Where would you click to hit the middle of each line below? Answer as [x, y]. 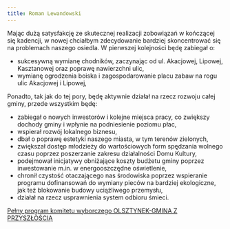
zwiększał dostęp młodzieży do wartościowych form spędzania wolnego [120, 146]
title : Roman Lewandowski [44, 13]
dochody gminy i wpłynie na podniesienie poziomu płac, [97, 124]
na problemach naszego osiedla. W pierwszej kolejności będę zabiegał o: [111, 47]
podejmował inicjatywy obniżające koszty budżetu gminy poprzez [111, 161]
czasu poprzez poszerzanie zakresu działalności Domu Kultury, [107, 153]
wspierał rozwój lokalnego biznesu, [67, 131]
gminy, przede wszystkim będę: [52, 103]
